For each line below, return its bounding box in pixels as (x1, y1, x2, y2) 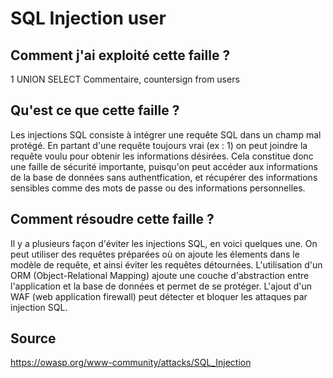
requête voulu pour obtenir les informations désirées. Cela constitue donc (10, 150, 314, 162)
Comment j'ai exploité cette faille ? (10, 47, 231, 64)
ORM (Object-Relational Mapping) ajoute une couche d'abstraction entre (10, 269, 310, 281)
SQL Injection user (10, 7, 167, 30)
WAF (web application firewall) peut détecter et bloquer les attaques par (10, 290, 308, 302)
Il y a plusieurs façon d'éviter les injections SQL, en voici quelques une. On (10, 237, 318, 249)
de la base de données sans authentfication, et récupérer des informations (10, 171, 318, 183)
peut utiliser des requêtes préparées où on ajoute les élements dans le (10, 248, 300, 260)
